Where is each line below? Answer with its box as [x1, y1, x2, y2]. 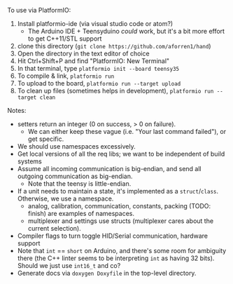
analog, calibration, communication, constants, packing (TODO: [27, 202, 211, 210]
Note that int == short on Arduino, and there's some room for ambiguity [17, 247, 227, 255]
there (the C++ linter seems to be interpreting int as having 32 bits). [17, 254, 215, 262]
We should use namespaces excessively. [17, 142, 136, 150]
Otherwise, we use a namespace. [17, 194, 114, 203]
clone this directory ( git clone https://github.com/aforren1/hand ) [17, 42, 211, 50]
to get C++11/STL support [27, 34, 102, 43]
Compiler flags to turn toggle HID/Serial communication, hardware [17, 231, 209, 240]
